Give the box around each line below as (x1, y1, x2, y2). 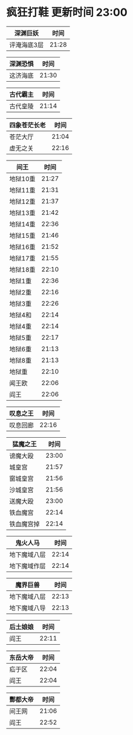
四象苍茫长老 (9, 120, 47, 129)
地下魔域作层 (9, 561, 47, 570)
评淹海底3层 (9, 41, 44, 49)
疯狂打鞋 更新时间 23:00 (6, 5, 128, 19)
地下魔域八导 (9, 604, 47, 612)
